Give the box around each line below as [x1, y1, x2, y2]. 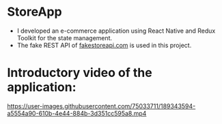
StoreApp [7, 4, 63, 20]
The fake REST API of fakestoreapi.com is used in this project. [16, 41, 192, 49]
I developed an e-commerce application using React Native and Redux [16, 27, 216, 35]
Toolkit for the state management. [16, 33, 113, 42]
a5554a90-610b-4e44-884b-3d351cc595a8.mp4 [7, 109, 147, 117]
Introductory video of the [7, 65, 152, 80]
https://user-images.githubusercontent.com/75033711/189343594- [7, 102, 196, 110]
